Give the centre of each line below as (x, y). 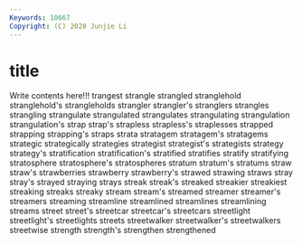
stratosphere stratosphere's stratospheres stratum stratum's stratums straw (151, 163)
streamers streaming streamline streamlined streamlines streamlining (138, 202)
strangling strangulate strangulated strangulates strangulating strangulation (150, 115)
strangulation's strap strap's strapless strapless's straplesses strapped (142, 125)
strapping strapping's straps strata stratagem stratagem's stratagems (139, 134)
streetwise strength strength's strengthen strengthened (113, 230)
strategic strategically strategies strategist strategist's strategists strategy (146, 144)
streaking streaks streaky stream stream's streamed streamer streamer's (145, 192)
